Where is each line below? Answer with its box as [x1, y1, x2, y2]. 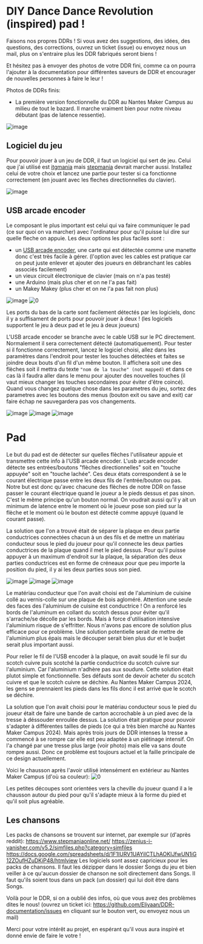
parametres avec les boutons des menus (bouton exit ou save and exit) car [6, 391, 193, 398]
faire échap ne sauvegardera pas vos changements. [6, 398, 136, 405]
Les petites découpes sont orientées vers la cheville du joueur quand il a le [6, 784, 193, 792]
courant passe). [6, 515, 46, 523]
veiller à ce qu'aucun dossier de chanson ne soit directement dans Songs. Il [6, 870, 196, 877]
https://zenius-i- [111, 838, 153, 845]
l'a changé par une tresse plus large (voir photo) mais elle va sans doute [6, 742, 187, 749]
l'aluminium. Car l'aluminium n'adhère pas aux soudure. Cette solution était [6, 665, 194, 673]
